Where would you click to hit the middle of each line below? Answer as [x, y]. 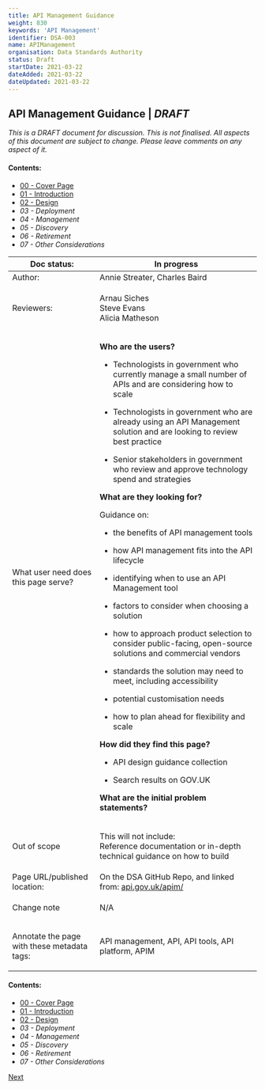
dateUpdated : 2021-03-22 [49, 82]
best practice [138, 442]
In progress [176, 264]
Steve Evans [123, 308]
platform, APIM [127, 951]
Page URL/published [50, 877]
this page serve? [43, 582]
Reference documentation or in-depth [170, 846]
